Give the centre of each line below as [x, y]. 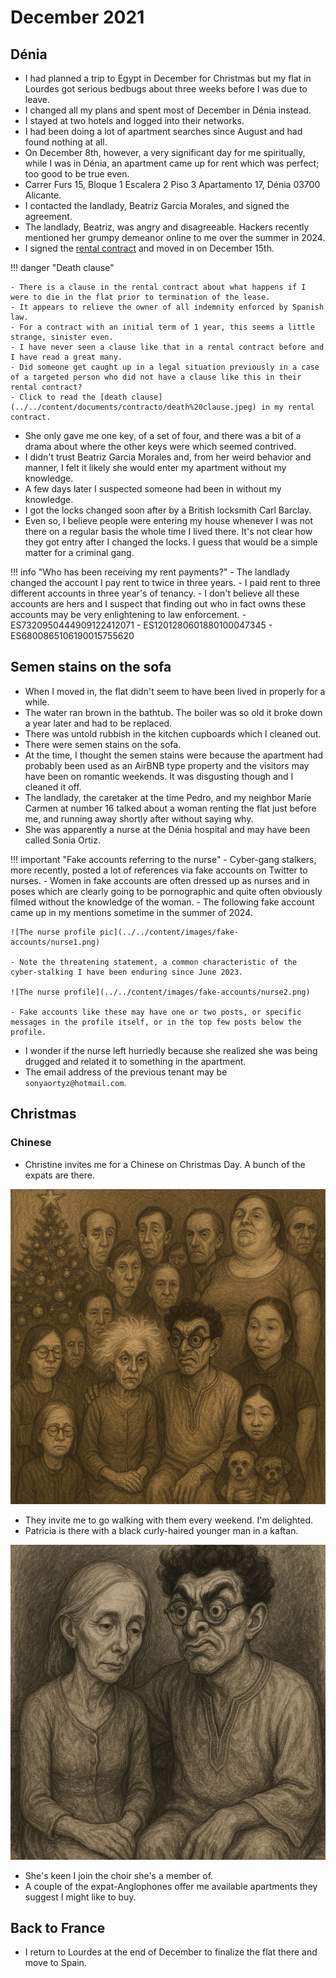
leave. [37, 99]
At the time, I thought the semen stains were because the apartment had [174, 755]
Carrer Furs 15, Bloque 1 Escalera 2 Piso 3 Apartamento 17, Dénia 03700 [172, 184]
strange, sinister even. [62, 337]
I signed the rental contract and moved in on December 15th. [149, 248]
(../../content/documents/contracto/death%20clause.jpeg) [133, 407]
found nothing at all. [66, 142]
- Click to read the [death [69, 397]
